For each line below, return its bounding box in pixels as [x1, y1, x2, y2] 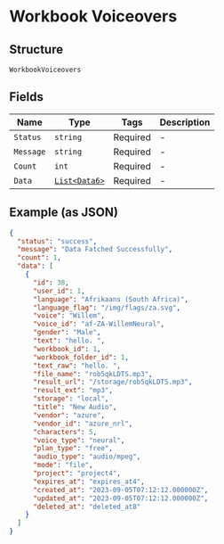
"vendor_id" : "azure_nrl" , [32, 419, 133, 428]
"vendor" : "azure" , [32, 410, 105, 420]
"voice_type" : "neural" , [32, 435, 125, 445]
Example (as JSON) [9, 205, 118, 220]
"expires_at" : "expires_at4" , [32, 477, 145, 486]
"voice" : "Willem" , [32, 311, 105, 320]
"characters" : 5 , [32, 427, 98, 436]
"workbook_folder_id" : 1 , [32, 352, 129, 362]
